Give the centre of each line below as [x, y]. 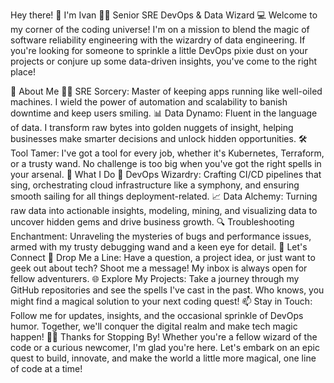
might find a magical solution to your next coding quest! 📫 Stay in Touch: [161, 301]
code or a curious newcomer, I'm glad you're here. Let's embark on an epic [165, 347]
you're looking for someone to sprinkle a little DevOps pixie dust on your [159, 50]
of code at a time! [46, 368]
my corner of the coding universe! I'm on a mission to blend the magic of [160, 29]
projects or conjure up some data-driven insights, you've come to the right [164, 61]
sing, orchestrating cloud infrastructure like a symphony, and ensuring [155, 185]
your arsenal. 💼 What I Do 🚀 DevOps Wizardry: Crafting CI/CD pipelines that [166, 174]
